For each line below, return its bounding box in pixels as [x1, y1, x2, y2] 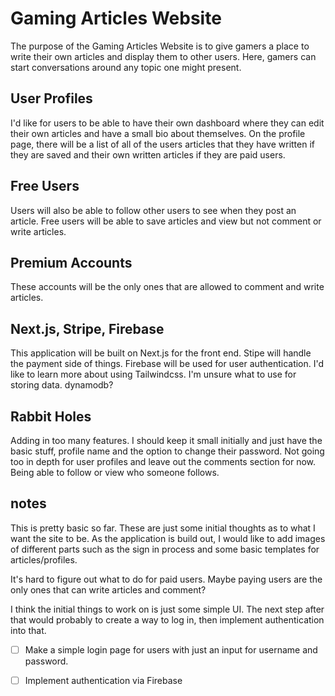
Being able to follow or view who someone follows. [10, 467, 220, 478]
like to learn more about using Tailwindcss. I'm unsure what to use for [10, 368, 297, 381]
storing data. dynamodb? [10, 379, 114, 391]
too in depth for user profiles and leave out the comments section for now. [10, 456, 317, 467]
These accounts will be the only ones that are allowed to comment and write [10, 281, 325, 293]
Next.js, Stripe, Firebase [10, 320, 165, 337]
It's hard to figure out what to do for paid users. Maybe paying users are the [10, 573, 323, 585]
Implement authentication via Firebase [24, 674, 183, 686]
